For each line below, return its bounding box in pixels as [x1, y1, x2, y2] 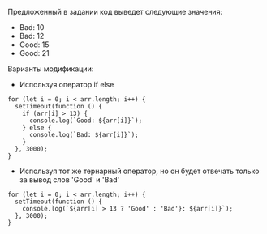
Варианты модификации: [7, 64, 94, 74]
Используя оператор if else [19, 80, 114, 89]
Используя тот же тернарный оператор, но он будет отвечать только [19, 166, 260, 176]
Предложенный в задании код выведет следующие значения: [7, 7, 223, 16]
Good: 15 [19, 40, 50, 49]
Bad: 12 [19, 32, 45, 40]
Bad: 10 [19, 23, 45, 32]
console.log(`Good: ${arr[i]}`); [28, 117, 143, 125]
